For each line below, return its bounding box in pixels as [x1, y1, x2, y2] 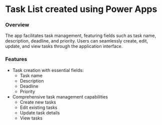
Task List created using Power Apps [5, 3, 157, 15]
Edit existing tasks [19, 104, 57, 110]
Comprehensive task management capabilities [12, 93, 108, 99]
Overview [5, 21, 29, 28]
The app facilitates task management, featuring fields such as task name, [5, 32, 156, 38]
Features [5, 56, 27, 63]
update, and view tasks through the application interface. [5, 43, 123, 49]
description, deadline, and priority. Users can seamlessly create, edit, [5, 38, 148, 44]
